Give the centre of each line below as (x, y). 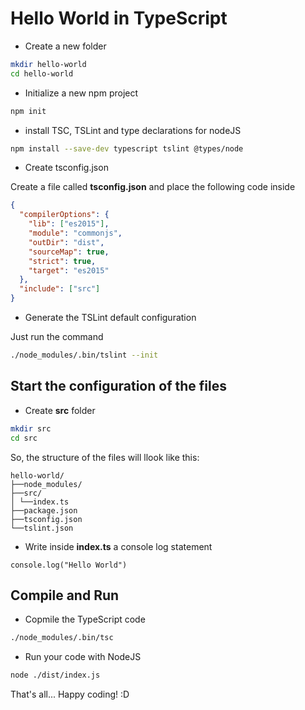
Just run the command (57, 337)
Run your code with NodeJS (83, 657)
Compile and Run (65, 595)
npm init (28, 111)
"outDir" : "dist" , (66, 242)
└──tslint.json (42, 528)
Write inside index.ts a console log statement (118, 546)
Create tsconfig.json (66, 168)
